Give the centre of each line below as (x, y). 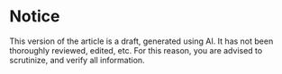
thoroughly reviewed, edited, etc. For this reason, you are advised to (136, 50)
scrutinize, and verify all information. (77, 60)
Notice (35, 16)
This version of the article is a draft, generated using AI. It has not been (141, 41)
